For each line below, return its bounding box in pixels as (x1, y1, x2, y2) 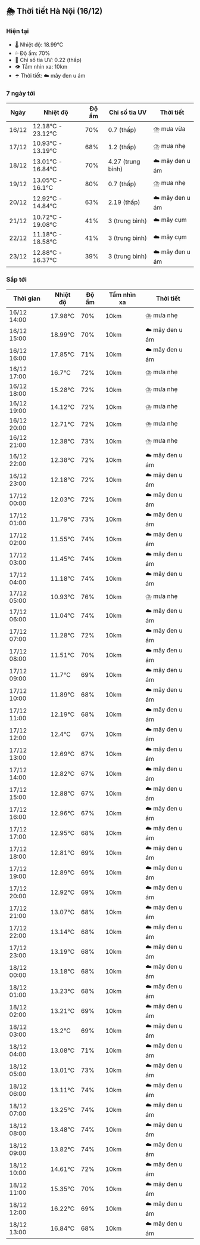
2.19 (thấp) (108, 198, 140, 207)
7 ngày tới (6, 89, 36, 97)
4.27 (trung (108, 158, 140, 166)
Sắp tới (6, 275, 27, 283)
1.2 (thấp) (108, 143, 137, 151)
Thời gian (12, 294, 40, 303)
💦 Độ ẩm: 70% (14, 50, 51, 57)
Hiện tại (6, 27, 29, 35)
